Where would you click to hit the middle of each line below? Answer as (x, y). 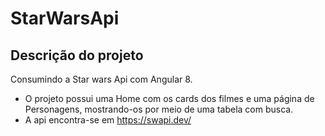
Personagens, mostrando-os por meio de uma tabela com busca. (159, 109)
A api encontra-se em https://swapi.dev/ (108, 120)
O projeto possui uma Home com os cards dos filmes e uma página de (169, 98)
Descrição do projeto (77, 55)
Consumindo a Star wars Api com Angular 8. (101, 79)
